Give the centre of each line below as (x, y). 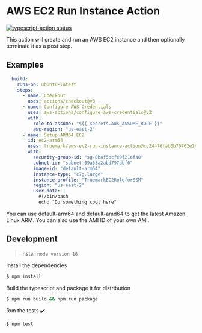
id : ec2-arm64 (45, 141)
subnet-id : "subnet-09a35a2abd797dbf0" (83, 163)
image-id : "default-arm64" (67, 168)
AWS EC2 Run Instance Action (83, 11)
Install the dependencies (37, 265)
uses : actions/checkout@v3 (62, 101)
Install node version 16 (49, 253)
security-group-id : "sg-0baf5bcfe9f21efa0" (88, 157)
